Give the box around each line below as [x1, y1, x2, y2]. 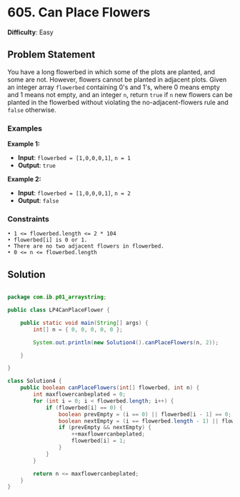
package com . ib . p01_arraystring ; [7, 293, 107, 301]
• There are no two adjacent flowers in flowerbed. [7, 243, 164, 250]
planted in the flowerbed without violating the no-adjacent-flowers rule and [7, 98, 229, 106]
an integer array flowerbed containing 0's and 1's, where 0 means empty [7, 83, 220, 91]
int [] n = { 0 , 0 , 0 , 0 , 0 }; [33, 326, 123, 333]
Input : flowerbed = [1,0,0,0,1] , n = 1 [17, 154, 131, 162]
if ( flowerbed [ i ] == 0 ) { [45, 404, 123, 411]
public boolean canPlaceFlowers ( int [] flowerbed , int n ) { [20, 384, 200, 391]
